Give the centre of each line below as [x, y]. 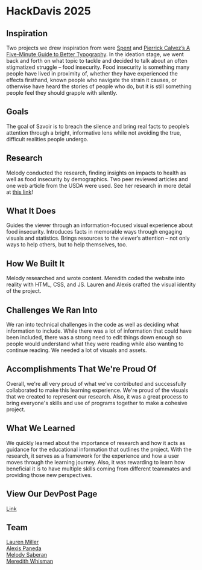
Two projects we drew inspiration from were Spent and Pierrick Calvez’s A [98, 48]
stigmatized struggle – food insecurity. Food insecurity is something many [98, 67]
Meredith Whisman [30, 561]
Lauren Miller [23, 542]
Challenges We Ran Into [52, 310]
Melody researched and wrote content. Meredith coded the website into [96, 278]
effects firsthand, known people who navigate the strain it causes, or [91, 80]
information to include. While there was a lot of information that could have [99, 331]
